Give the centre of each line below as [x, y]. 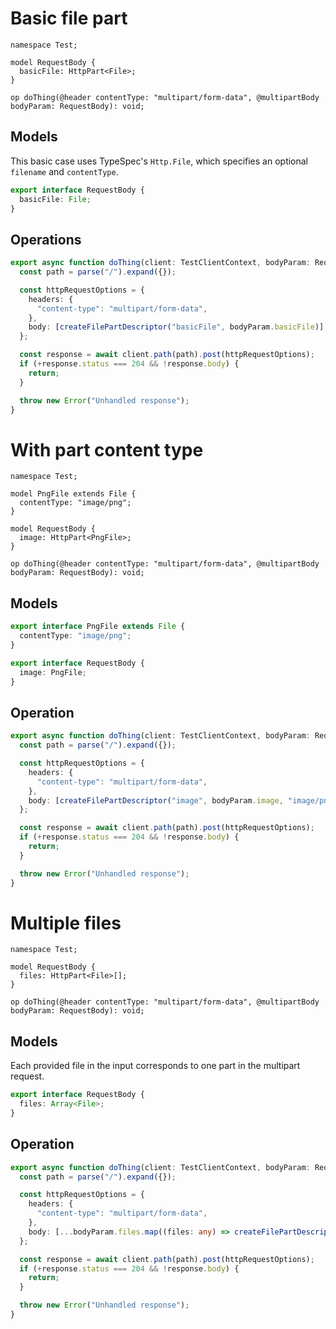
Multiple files [66, 923]
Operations [46, 239]
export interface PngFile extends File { [98, 627]
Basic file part [69, 18]
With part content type [107, 449]
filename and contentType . [64, 171]
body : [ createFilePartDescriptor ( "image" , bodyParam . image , [156, 800]
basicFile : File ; [55, 199]
